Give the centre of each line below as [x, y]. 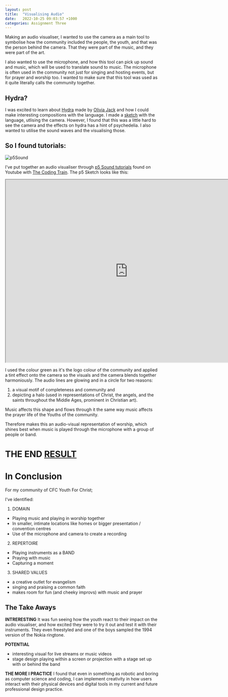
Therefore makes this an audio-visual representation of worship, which [76, 424]
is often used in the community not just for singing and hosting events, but [80, 72]
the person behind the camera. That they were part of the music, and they [79, 47]
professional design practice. [34, 689]
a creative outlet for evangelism [44, 582]
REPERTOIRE [25, 543]
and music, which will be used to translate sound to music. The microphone [81, 67]
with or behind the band [36, 664]
